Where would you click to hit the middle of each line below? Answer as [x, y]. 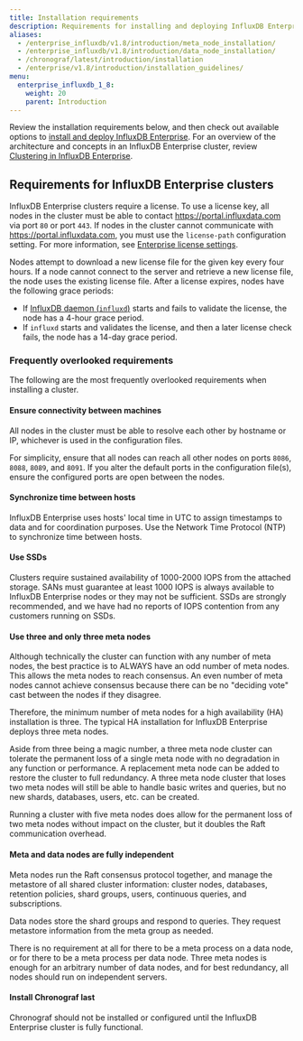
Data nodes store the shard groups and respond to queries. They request [145, 921]
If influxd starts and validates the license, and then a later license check [157, 328]
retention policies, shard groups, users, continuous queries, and [128, 894]
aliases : [26, 34]
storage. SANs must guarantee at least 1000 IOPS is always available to [142, 587]
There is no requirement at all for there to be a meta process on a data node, [151, 948]
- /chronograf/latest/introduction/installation [110, 60]
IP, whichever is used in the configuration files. [96, 440]
